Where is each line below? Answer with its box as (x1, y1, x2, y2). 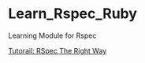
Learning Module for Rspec (8, 31, 97, 40)
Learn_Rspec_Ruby (8, 5, 138, 23)
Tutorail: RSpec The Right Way (8, 46, 107, 55)
